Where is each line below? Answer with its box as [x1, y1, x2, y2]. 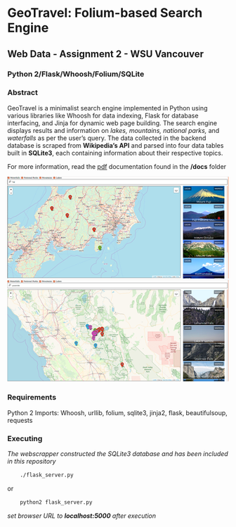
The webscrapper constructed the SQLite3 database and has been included [7, 450, 228, 458]
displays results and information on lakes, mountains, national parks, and [7, 126, 220, 134]
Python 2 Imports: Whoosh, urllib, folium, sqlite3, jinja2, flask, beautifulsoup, [7, 408, 228, 417]
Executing [7, 433, 43, 443]
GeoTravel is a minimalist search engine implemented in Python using [7, 103, 208, 112]
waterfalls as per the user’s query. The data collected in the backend [7, 134, 206, 142]
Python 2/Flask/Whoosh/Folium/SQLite [7, 69, 145, 79]
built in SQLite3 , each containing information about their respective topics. [7, 148, 223, 157]
